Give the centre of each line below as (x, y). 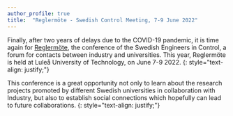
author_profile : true (39, 14)
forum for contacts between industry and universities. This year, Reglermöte (117, 55)
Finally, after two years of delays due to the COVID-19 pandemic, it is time (113, 40)
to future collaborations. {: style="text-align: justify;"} (84, 105)
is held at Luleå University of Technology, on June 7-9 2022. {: (97, 62)
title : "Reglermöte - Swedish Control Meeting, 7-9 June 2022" (103, 20)
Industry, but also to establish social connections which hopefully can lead (114, 97)
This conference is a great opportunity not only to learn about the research (115, 83)
